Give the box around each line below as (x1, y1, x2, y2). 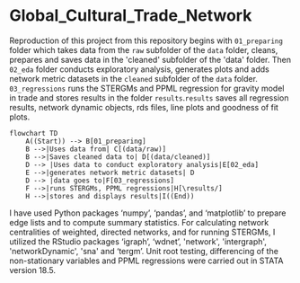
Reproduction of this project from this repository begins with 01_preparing (9, 35, 283, 46)
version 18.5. (9, 264, 57, 275)
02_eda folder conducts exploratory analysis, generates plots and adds (9, 64, 269, 75)
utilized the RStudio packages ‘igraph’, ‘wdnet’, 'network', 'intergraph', (9, 235, 268, 247)
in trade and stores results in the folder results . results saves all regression (9, 92, 289, 103)
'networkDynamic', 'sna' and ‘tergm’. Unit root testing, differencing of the (9, 245, 278, 256)
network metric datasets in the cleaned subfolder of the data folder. (9, 73, 259, 84)
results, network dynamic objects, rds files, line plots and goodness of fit (9, 102, 278, 112)
